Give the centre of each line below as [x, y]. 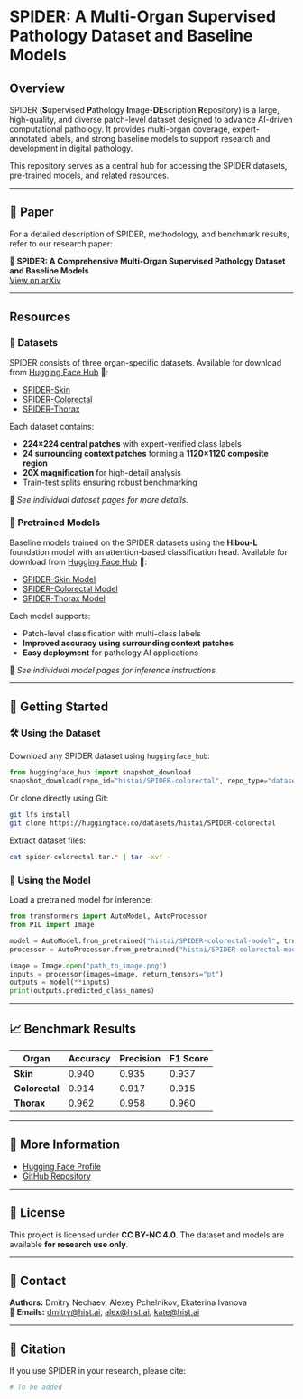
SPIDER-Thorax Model [64, 598]
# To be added [36, 1387]
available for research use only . [69, 1244]
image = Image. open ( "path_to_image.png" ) [88, 966]
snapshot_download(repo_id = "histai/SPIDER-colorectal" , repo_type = [139, 781]
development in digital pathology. [71, 148]
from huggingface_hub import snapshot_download [101, 773]
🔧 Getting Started [59, 707]
